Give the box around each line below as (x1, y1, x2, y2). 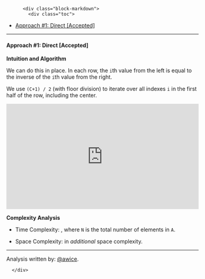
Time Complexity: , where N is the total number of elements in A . (15, 226, 176, 233)
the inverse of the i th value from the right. (6, 73, 112, 81)
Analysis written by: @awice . (6, 255, 79, 263)
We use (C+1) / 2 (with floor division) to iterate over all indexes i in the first (6, 85, 197, 93)
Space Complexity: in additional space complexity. (15, 238, 143, 245)
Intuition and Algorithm (6, 55, 67, 62)
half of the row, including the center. (6, 92, 98, 99)
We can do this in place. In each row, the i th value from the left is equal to (6, 67, 192, 74)
